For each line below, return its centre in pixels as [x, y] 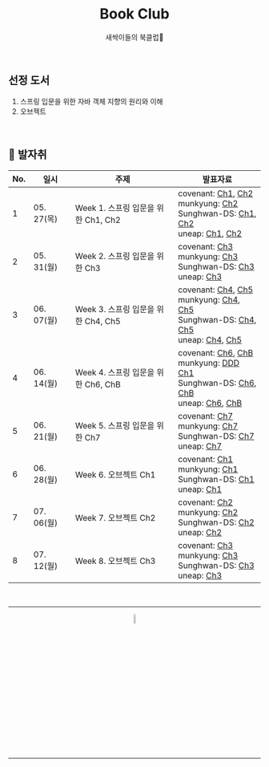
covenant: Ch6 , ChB [215, 352]
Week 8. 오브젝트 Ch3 [115, 561]
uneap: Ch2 [200, 532]
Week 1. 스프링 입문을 [114, 208]
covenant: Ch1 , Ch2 [215, 193]
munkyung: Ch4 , [209, 299]
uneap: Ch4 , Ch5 [210, 339]
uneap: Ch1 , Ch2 [210, 233]
